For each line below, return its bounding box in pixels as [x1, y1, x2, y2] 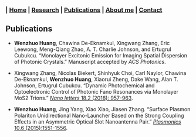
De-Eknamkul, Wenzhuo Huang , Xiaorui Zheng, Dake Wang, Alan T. [13, 76, 178, 83]
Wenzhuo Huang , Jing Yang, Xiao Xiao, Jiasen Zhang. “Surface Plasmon [13, 105, 191, 112]
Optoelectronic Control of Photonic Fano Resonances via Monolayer [13, 88, 178, 95]
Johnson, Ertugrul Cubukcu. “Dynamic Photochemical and [13, 82, 155, 89]
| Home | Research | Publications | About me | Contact [5, 6, 163, 14]
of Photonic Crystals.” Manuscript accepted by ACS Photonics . [13, 58, 167, 65]
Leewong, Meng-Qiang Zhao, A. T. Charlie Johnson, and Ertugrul [13, 46, 171, 53]
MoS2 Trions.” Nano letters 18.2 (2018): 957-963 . [13, 94, 133, 101]
